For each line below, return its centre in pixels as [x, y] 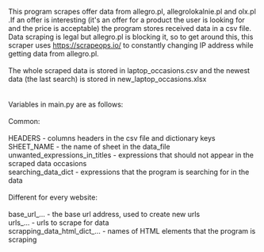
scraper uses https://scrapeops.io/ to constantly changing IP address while [131, 45]
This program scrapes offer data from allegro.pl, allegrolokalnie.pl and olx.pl [132, 12]
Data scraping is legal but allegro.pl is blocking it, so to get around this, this [131, 37]
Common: [24, 121]
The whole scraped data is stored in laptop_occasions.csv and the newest [129, 70]
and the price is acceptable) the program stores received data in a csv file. [130, 28]
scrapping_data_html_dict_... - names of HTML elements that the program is [132, 231]
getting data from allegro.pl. [54, 54]
